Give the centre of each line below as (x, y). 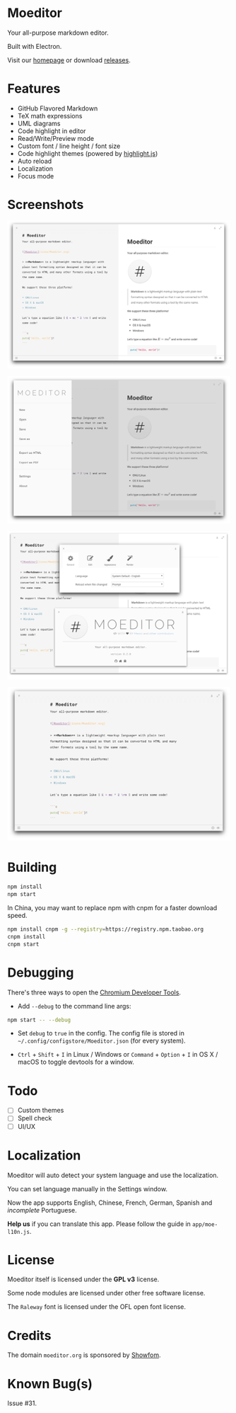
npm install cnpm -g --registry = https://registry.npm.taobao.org (105, 929)
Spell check (35, 1118)
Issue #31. (22, 1403)
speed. (17, 916)
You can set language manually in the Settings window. (88, 1188)
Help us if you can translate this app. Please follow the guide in (99, 1224)
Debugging (41, 972)
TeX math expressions (50, 115)
